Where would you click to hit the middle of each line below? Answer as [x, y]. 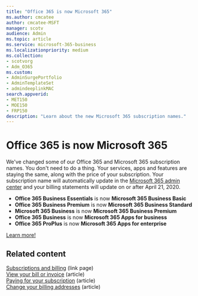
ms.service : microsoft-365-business [51, 45]
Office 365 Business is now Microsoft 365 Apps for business [91, 217]
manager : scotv [25, 28]
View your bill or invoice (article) [45, 274]
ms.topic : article [29, 39]
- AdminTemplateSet [30, 83]
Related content [36, 254]
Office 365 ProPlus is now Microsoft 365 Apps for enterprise [90, 224]
